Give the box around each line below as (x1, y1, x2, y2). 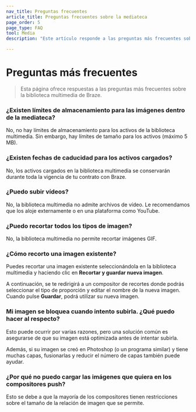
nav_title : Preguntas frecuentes (6, 8, 87, 15)
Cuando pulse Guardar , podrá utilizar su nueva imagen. (6, 293, 140, 300)
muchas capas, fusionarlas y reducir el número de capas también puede (6, 352, 180, 359)
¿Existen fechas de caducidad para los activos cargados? (6, 154, 173, 162)
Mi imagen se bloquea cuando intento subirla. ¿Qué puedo (6, 307, 175, 316)
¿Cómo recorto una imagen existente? (6, 250, 117, 258)
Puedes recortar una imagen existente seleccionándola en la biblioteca (6, 263, 177, 270)
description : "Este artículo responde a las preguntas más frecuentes (6, 36, 181, 41)
